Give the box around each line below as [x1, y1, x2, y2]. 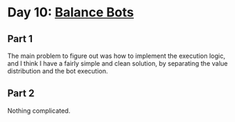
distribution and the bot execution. [7, 67, 108, 75]
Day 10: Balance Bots [7, 4, 134, 21]
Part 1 [7, 33, 33, 45]
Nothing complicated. [7, 106, 71, 115]
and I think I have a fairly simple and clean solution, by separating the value [7, 59, 228, 68]
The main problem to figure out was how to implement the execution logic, [7, 51, 226, 60]
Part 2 [7, 87, 35, 100]
